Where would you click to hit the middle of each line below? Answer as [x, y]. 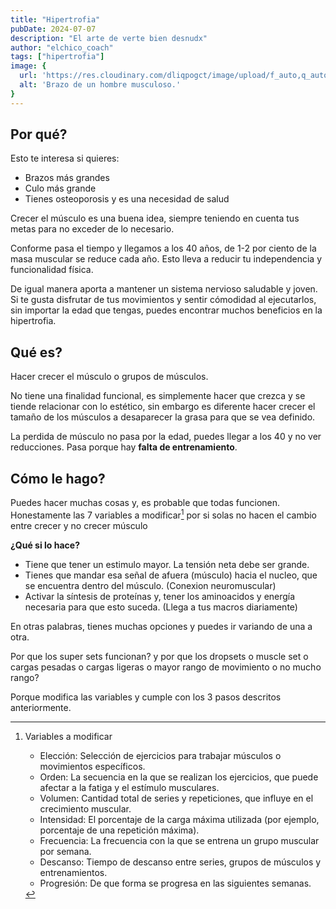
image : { [28, 66]
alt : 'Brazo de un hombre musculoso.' [100, 85]
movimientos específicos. [92, 766]
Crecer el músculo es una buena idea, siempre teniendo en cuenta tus [155, 218]
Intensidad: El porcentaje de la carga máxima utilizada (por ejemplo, [179, 819]
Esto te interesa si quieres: [65, 158]
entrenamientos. [73, 872]
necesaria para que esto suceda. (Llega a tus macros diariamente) [161, 607]
